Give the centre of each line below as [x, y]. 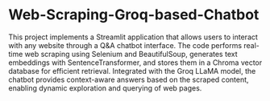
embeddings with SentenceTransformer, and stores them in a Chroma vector [135, 63]
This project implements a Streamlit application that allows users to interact [133, 37]
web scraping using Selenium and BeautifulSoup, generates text [131, 54]
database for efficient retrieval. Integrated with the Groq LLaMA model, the [132, 71]
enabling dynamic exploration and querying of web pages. [105, 88]
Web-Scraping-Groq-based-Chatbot [134, 15]
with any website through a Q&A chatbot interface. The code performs [125, 45]
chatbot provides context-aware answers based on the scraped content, [129, 79]
